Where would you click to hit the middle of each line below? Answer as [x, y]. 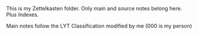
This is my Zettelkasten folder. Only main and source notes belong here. [94, 8]
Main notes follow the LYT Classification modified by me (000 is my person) [99, 26]
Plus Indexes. [23, 15]
